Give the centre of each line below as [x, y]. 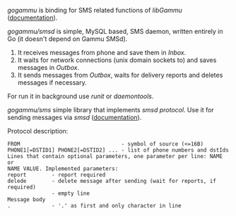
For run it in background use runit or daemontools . [81, 96]
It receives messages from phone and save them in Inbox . [102, 53]
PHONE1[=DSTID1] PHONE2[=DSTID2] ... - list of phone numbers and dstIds [118, 150]
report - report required [57, 175]
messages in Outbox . [48, 67]
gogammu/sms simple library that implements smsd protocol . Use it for [111, 110]
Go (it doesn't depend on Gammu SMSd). [67, 39]
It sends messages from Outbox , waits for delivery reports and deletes [120, 75]
